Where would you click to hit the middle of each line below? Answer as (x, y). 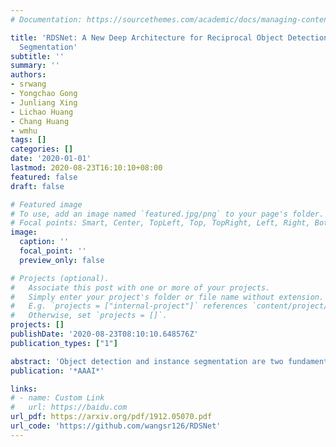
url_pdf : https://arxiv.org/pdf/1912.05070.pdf (111, 417)
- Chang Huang (40, 121)
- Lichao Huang (42, 112)
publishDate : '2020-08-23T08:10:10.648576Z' (104, 334)
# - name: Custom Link (57, 398)
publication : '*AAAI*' (57, 371)
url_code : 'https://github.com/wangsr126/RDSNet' (116, 426)
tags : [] (28, 140)
